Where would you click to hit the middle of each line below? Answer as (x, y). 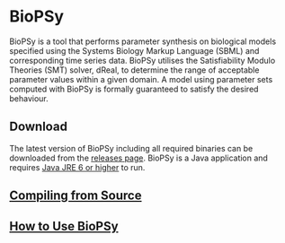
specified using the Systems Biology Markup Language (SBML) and (134, 50)
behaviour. (29, 98)
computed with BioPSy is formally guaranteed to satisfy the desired (134, 89)
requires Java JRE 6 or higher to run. (77, 167)
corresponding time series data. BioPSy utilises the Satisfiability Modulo (142, 60)
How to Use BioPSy (64, 226)
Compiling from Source (76, 196)
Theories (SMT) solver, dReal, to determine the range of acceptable (134, 70)
